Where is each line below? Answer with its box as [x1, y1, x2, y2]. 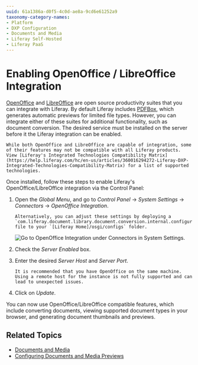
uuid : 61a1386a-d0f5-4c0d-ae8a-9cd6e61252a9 [6, 8, 118, 15]
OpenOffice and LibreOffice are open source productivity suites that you [6, 99, 183, 106]
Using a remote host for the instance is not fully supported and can [14, 273, 193, 279]
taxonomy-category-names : [6, 14, 70, 20]
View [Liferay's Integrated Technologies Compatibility [6, 152, 147, 158]
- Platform [6, 19, 33, 25]
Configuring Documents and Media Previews [14, 352, 124, 359]
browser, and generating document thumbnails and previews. [6, 313, 155, 320]
